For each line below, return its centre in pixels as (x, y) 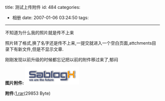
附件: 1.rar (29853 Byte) (28, 93)
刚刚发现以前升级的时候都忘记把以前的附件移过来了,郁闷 (62, 60)
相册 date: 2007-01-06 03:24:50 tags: (50, 18)
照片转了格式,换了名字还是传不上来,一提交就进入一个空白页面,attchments (79, 43)
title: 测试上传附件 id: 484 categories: (43, 7)
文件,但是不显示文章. (43, 49)
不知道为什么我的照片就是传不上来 (40, 33)
